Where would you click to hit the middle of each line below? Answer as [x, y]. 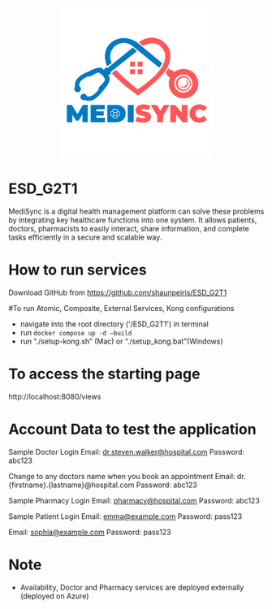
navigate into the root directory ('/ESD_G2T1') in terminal [114, 324]
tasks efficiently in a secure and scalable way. [85, 237]
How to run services [78, 270]
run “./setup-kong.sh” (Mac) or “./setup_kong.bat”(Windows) [121, 341]
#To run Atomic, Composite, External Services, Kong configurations [121, 308]
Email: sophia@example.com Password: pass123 [90, 532]
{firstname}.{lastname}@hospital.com [71, 485]
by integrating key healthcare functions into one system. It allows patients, [133, 220]
